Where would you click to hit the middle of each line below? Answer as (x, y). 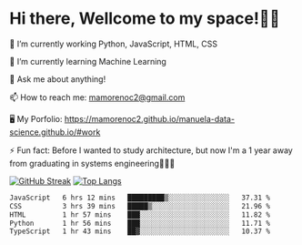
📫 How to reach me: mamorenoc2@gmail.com (97, 97)
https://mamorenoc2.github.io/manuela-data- (149, 118)
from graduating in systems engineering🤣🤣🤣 (92, 163)
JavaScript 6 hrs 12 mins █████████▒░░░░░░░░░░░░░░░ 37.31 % (140, 198)
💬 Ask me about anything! (58, 79)
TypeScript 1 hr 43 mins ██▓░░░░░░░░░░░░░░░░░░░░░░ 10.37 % (140, 231)
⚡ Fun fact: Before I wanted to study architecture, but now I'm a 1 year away (151, 150)
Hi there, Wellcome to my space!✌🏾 (145, 19)
